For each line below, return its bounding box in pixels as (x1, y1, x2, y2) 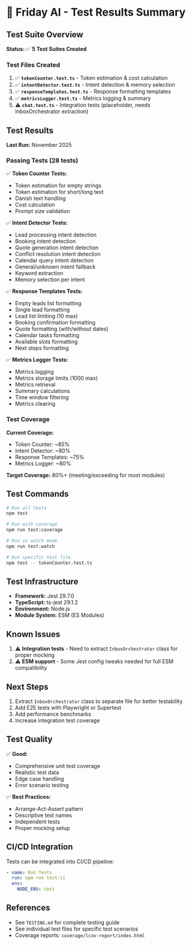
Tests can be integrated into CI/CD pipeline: (6, 858, 114, 865)
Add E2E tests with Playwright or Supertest (14, 704, 122, 711)
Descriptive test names (14, 811, 72, 819)
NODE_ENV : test (17, 886, 55, 893)
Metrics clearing (14, 400, 56, 407)
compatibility (14, 665, 47, 672)
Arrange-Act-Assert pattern (14, 805, 84, 812)
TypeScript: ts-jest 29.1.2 (14, 599, 79, 606)
